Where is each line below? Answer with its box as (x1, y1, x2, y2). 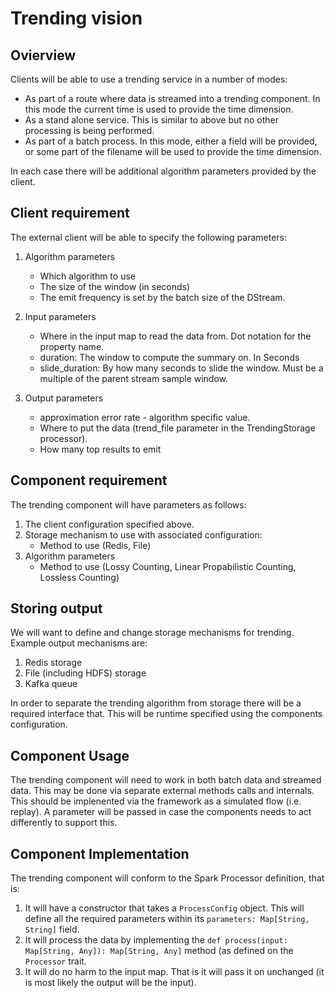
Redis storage (24, 657, 83, 669)
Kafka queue (24, 678, 78, 690)
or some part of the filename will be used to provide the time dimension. (24, 146, 322, 157)
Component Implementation (10, 845, 190, 862)
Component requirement (10, 472, 168, 489)
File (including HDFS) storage (24, 667, 147, 679)
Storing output (10, 600, 103, 617)
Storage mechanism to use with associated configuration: (24, 528, 263, 541)
